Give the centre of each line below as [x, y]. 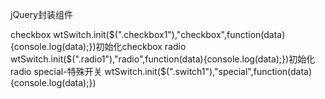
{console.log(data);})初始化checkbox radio [98, 46]
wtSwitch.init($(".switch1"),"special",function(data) [208, 71]
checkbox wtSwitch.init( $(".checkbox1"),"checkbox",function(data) [148, 34]
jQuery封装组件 [41, 14]
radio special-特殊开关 [56, 71]
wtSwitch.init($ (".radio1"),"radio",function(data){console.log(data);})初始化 [163, 59]
